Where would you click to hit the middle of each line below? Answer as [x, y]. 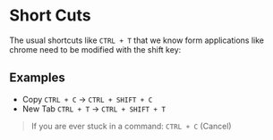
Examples [37, 78]
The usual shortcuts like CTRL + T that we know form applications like [137, 40]
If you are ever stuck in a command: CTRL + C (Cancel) [131, 126]
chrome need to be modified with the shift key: [95, 49]
